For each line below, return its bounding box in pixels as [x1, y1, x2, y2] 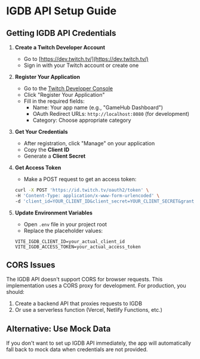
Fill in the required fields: [23, 97, 85, 105]
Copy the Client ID [23, 146, 70, 153]
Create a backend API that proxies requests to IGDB [14, 300, 142, 307]
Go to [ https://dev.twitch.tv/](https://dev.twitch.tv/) [23, 56, 149, 62]
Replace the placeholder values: [23, 227, 103, 234]
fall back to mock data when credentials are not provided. [6, 346, 148, 353]
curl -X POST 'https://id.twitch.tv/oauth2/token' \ [14, 187, 149, 193]
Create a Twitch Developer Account [14, 44, 106, 51]
